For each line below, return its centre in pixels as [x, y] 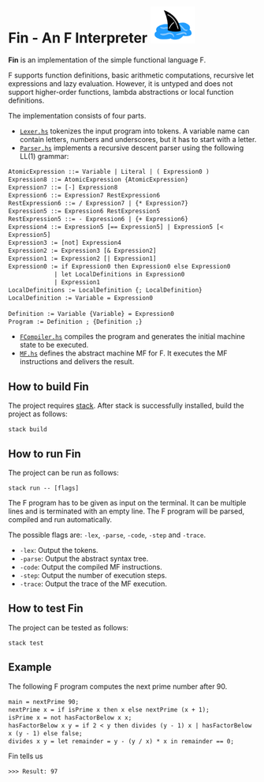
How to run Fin [45, 454]
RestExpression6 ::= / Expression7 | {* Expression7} [99, 204]
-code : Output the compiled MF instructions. [91, 566]
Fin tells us [26, 756]
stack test [26, 643]
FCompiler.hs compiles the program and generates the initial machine [132, 336]
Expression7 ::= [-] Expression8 [63, 188]
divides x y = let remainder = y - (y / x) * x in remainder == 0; [121, 741]
